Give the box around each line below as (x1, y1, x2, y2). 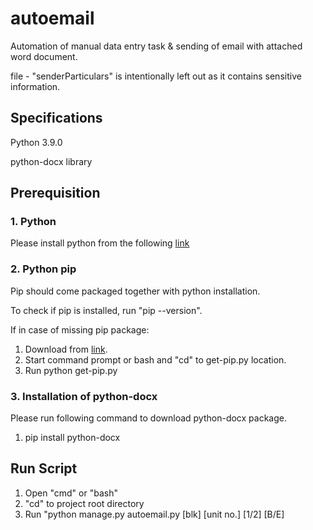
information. (10, 80, 61, 92)
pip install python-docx (24, 432, 121, 444)
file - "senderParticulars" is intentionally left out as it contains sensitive (10, 70, 302, 82)
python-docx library (10, 155, 93, 167)
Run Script (10, 460, 78, 477)
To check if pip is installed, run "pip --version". (10, 304, 203, 316)
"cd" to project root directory (24, 497, 145, 509)
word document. (10, 50, 78, 62)
